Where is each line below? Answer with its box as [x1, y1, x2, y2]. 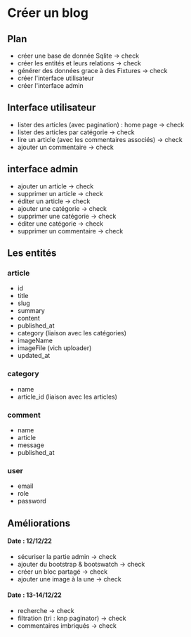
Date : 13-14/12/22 [7, 591, 62, 599]
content [17, 314, 40, 323]
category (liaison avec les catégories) [17, 329, 127, 337]
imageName [17, 336, 53, 345]
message [17, 441, 44, 449]
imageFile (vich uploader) [17, 344, 92, 352]
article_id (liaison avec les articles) [17, 392, 118, 401]
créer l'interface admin [17, 82, 84, 89]
